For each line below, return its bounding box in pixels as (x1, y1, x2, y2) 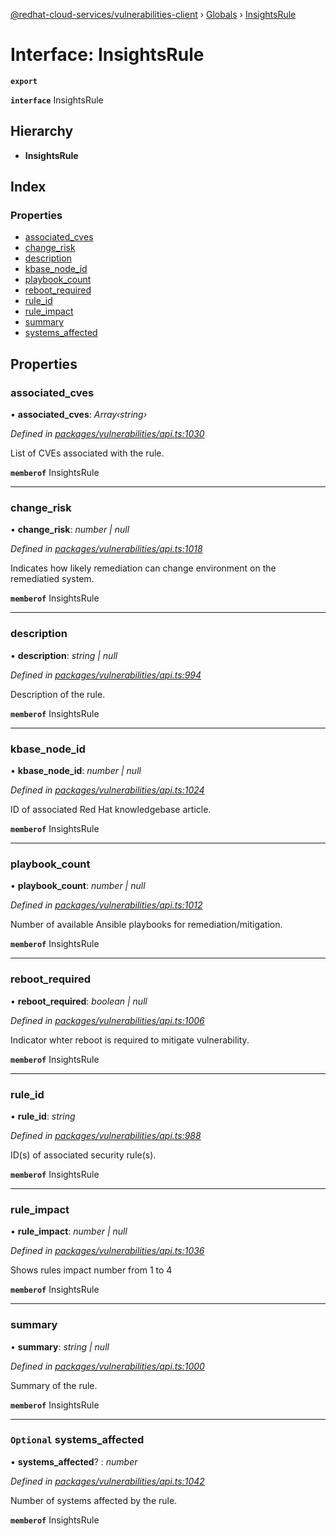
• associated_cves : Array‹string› (10, 409, 148, 421)
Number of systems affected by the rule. (10, 1494, 178, 1506)
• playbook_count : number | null (10, 880, 146, 892)
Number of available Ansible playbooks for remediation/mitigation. (10, 919, 283, 931)
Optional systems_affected (10, 1433, 145, 1447)
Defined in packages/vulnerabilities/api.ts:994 (10, 669, 202, 681)
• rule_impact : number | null (10, 1225, 128, 1238)
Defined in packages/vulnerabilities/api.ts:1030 (10, 428, 205, 440)
